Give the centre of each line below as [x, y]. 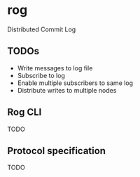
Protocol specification [57, 151]
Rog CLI [24, 113]
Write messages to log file [55, 68]
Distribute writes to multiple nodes [67, 90]
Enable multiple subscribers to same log [75, 83]
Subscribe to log [41, 75]
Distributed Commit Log [42, 29]
